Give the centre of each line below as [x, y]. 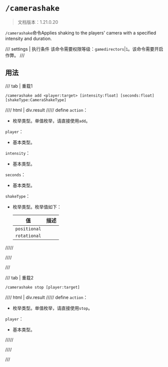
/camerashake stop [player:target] [43, 287]
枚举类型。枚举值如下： [37, 207]
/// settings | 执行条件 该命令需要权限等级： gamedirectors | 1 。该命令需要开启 [84, 49]
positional [28, 229]
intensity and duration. [29, 38]
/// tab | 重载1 [19, 86]
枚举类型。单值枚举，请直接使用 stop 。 [52, 308]
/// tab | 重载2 [19, 277]
